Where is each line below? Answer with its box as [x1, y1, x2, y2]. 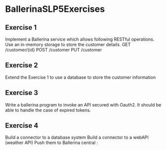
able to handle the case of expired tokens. [5, 107, 91, 113]
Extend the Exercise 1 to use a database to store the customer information [5, 74, 156, 80]
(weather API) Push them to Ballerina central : [5, 140, 98, 146]
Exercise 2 [5, 61, 38, 70]
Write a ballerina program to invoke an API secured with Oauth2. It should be [5, 101, 162, 107]
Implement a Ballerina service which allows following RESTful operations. [5, 36, 155, 42]
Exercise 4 [5, 121, 39, 130]
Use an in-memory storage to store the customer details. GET [5, 42, 131, 48]
